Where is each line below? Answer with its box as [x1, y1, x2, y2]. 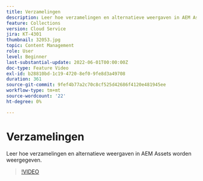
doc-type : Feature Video [6, 65, 69, 71]
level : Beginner [6, 54, 47, 60]
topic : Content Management [6, 43, 74, 49]
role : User [6, 48, 34, 54]
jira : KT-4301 [6, 31, 42, 37]
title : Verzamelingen [6, 8, 61, 15]
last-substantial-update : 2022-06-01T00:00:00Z [6, 59, 129, 65]
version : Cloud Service [6, 25, 66, 32]
